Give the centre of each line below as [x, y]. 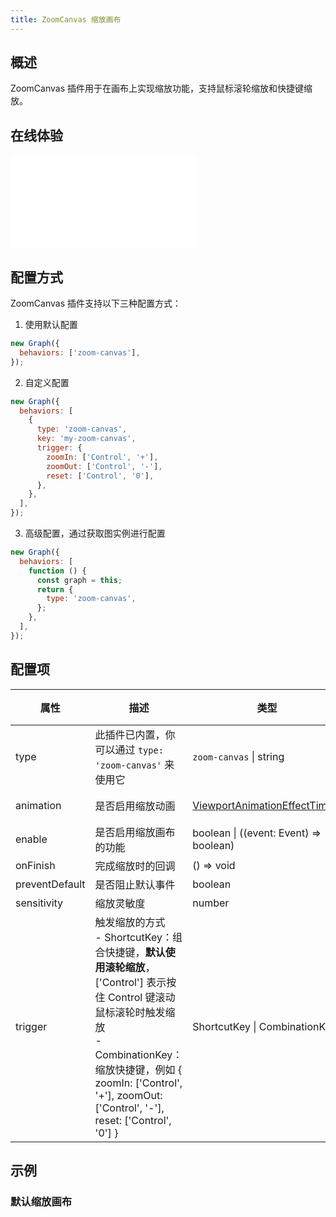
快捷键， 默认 [135, 952]
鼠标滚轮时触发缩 [135, 1012]
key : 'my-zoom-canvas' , [86, 439]
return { [55, 589]
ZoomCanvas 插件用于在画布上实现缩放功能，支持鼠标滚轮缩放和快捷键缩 [161, 88]
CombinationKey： [138, 1054]
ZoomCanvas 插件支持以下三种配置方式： [96, 303]
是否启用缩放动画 [135, 806]
